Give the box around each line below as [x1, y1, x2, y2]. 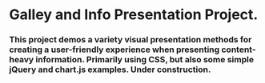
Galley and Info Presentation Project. [9, 6, 259, 24]
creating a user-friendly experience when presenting [9, 44, 220, 55]
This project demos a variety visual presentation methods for [9, 34, 252, 45]
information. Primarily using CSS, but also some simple [35, 54, 255, 65]
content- [220, 44, 256, 55]
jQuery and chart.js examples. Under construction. [9, 64, 211, 75]
